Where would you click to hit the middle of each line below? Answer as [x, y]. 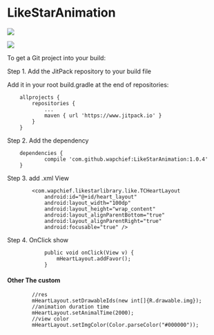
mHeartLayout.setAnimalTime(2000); [83, 313]
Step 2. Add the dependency [48, 141]
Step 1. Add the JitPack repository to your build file [79, 71]
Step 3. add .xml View [38, 178]
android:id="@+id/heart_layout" [90, 197]
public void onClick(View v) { [89, 253]
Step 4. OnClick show [38, 239]
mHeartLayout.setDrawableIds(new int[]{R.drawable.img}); [117, 301]
